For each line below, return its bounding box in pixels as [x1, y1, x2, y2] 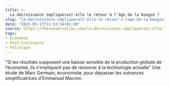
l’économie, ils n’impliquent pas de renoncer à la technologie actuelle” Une [5, 64, 161, 70]
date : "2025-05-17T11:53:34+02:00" [5, 21, 80, 27]
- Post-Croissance [5, 40, 44, 46]
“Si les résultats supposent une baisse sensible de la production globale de [5, 59, 162, 65]
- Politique [5, 45, 30, 50]
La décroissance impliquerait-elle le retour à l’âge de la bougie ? [10, 12, 159, 17]
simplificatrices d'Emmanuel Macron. [5, 75, 82, 81]
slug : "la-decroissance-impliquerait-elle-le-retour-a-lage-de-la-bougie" [5, 17, 166, 22]
